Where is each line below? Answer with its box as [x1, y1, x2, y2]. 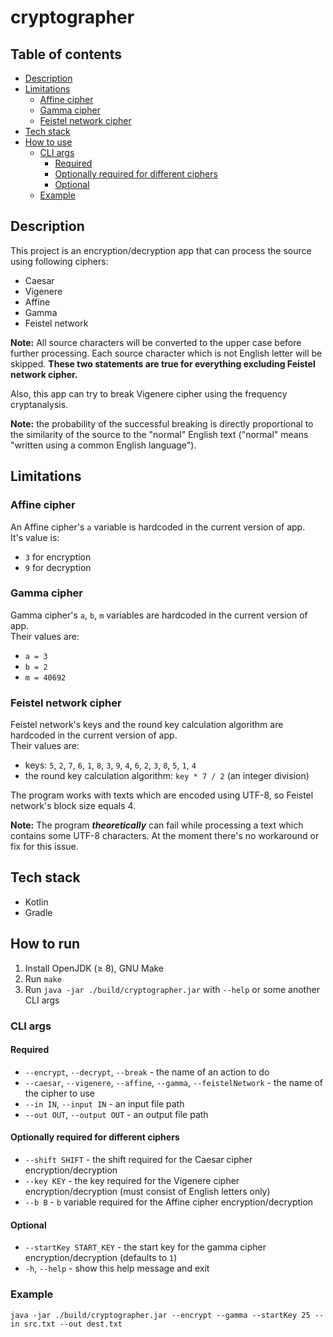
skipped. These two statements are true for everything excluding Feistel [10, 357, 316, 370]
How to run [10, 936, 81, 953]
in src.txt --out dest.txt [10, 1319, 123, 1329]
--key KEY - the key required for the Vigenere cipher [24, 1175, 240, 1187]
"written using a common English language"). [10, 439, 197, 451]
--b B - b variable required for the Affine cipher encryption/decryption [24, 1196, 314, 1208]
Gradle [24, 906, 53, 918]
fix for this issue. [10, 841, 79, 853]
